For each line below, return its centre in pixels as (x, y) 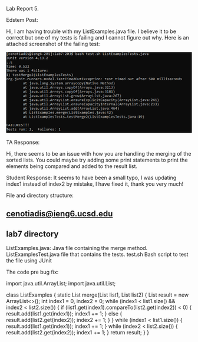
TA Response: (23, 142)
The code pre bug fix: (32, 272)
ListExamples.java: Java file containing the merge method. (77, 248)
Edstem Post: (22, 20)
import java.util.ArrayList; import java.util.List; (61, 284)
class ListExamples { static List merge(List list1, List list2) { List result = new (98, 295)
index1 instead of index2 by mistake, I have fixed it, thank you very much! (95, 184)
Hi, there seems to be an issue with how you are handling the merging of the (99, 153)
